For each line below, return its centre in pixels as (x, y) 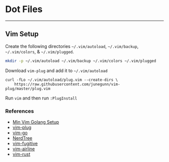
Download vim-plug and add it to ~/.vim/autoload (57, 70)
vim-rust (21, 154)
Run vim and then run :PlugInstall (41, 98)
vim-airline (24, 149)
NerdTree (22, 138)
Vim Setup (22, 34)
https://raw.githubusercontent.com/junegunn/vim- (67, 84)
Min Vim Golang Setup (36, 122)
